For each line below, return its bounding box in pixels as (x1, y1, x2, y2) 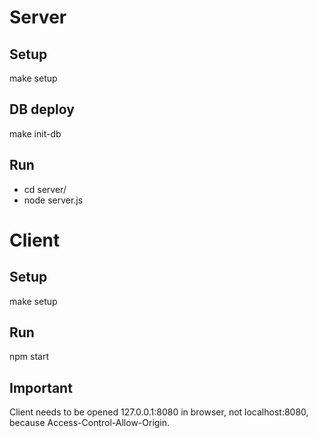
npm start (9, 351, 50, 363)
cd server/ (23, 183, 67, 195)
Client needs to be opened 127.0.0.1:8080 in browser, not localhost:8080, (9, 406, 309, 418)
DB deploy (9, 101, 75, 118)
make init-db (9, 127, 62, 140)
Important (9, 379, 73, 396)
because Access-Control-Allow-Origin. (9, 417, 171, 429)
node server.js (23, 194, 84, 206)
